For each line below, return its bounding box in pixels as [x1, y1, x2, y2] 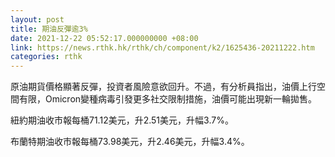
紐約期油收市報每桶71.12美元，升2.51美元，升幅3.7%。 [10, 114, 234, 126]
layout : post [10, 14, 65, 25]
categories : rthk [10, 52, 83, 62]
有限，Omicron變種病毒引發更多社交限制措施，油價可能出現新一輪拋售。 [18, 93, 318, 105]
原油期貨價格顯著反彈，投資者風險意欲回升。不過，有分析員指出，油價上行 [10, 81, 317, 93]
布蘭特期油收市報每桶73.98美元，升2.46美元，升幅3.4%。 [10, 136, 250, 148]
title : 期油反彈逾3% [10, 24, 88, 34]
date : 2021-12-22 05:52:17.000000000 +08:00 [10, 33, 199, 43]
